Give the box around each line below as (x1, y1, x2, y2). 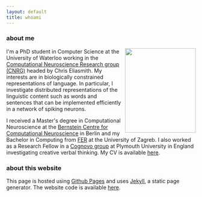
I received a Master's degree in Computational (6, 117, 121, 124)
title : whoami (6, 14, 42, 20)
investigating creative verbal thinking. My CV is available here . (6, 148, 161, 156)
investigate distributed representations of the (6, 86, 118, 93)
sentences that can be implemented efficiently (6, 98, 121, 106)
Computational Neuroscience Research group (6, 61, 120, 68)
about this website (6, 163, 62, 172)
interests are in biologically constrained (6, 73, 104, 80)
